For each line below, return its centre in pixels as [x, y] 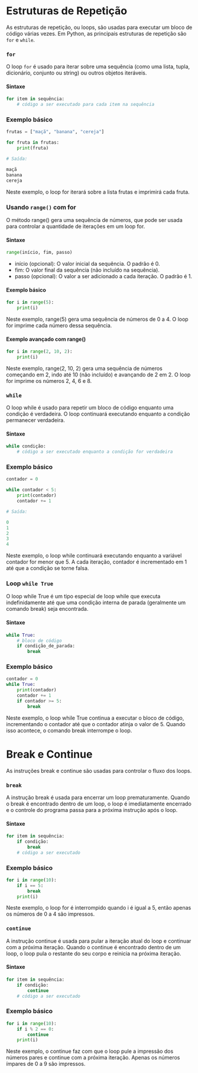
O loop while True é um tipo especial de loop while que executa [83, 597]
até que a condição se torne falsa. [48, 568]
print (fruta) [33, 148]
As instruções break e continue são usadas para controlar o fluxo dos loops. [99, 771]
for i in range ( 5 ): [30, 302]
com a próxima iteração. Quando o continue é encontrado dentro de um [94, 947]
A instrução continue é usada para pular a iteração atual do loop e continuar [99, 941]
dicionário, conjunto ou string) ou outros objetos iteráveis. [77, 73]
